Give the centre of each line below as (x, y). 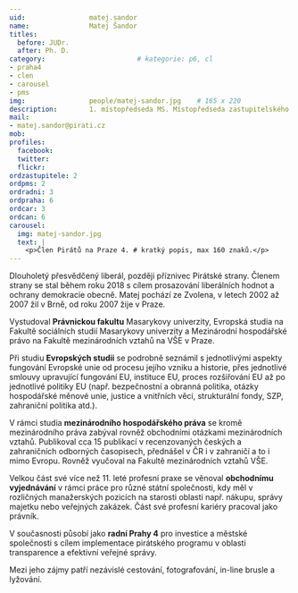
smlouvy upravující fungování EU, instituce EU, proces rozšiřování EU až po (147, 377)
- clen (21, 76)
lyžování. (26, 580)
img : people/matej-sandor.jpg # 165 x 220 (125, 101)
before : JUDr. (43, 42)
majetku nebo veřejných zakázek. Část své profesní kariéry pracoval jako (144, 507)
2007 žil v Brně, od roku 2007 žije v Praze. (87, 304)
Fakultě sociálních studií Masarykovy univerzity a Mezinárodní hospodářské (148, 331)
